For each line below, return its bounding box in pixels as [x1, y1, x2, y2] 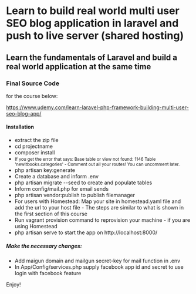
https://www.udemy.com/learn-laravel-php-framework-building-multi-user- [6, 104, 189, 111]
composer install [14, 149, 55, 156]
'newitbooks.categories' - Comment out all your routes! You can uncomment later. [14, 161, 180, 168]
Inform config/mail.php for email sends [14, 185, 109, 192]
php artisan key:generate [14, 167, 76, 174]
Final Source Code [6, 79, 60, 87]
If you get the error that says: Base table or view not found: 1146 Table [14, 157, 156, 163]
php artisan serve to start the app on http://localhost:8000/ [14, 229, 158, 236]
